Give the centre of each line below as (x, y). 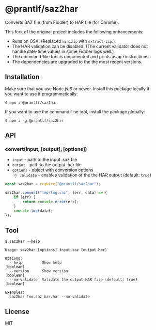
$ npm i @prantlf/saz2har (31, 103)
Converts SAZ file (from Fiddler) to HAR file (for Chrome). (62, 22)
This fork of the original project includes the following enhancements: (74, 31)
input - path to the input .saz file (45, 160)
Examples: (15, 292)
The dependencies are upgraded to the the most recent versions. (77, 62)
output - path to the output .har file (47, 165)
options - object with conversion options (53, 170)
